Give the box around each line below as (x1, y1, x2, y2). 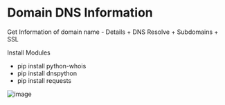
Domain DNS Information (7, 5, 154, 21)
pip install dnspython (17, 69, 78, 77)
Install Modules (7, 48, 51, 57)
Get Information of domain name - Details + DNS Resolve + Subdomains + (7, 28, 219, 36)
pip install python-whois (17, 61, 87, 70)
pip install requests (17, 76, 71, 84)
